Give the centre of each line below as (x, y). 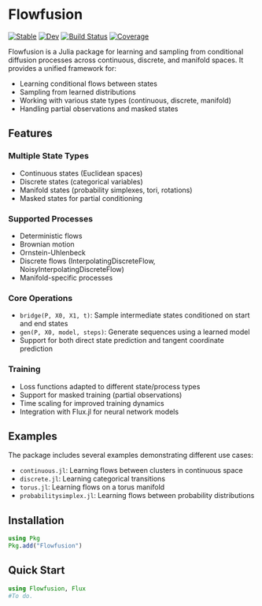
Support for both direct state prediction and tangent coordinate (122, 340)
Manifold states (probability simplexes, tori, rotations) (106, 190)
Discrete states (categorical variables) (81, 181)
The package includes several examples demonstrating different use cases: (131, 455)
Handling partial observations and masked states (99, 109)
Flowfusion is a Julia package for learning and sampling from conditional (126, 51)
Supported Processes (50, 218)
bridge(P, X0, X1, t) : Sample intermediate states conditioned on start (135, 315)
